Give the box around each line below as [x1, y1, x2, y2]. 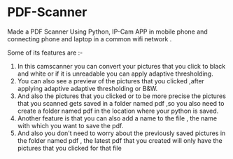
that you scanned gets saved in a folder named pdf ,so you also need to [17, 99, 225, 107]
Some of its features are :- [7, 48, 83, 57]
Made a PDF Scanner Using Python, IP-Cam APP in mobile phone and [7, 27, 208, 36]
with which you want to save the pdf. [17, 121, 124, 130]
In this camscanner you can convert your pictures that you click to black [17, 62, 226, 70]
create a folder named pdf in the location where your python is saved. [17, 106, 219, 115]
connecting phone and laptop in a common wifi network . [7, 34, 172, 43]
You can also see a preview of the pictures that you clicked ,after [17, 76, 205, 85]
